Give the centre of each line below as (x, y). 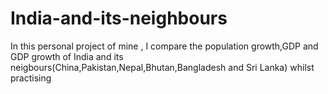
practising (31, 78)
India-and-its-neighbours (119, 18)
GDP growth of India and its (67, 56)
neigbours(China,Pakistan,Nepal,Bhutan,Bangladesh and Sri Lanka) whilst (162, 67)
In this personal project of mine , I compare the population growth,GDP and (164, 46)
